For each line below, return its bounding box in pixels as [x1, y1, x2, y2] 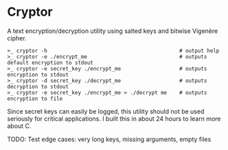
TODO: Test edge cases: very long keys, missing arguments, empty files [7, 135, 212, 143]
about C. [7, 121, 32, 130]
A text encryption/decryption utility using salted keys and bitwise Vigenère [7, 27, 218, 35]
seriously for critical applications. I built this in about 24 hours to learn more [7, 114, 221, 123]
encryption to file [7, 95, 63, 102]
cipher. [7, 34, 27, 42]
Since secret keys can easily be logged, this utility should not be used [7, 107, 205, 115]
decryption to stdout [7, 83, 69, 90]
